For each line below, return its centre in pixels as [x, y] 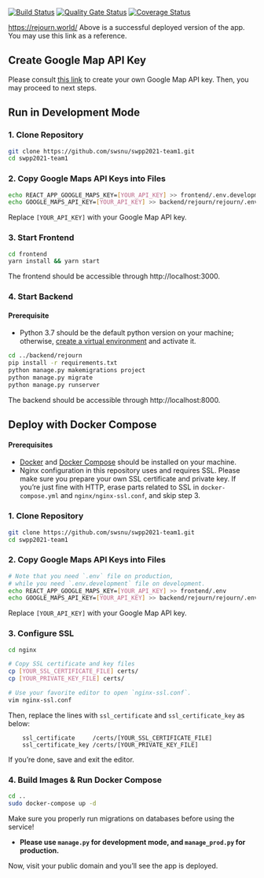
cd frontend [27, 254]
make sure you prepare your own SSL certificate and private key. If [128, 479]
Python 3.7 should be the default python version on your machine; [126, 333]
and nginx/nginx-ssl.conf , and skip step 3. [130, 496]
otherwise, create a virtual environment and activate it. [108, 341]
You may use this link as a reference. [68, 36]
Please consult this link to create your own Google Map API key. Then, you [128, 79]
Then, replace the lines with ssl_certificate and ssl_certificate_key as [126, 715]
